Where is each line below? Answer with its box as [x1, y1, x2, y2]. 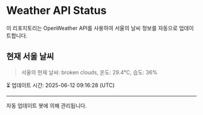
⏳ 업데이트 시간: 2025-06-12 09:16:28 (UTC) [6, 81, 115, 88]
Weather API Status [6, 4, 107, 18]
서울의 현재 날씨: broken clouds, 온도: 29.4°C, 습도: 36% [21, 68, 158, 76]
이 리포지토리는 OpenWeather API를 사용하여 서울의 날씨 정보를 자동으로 [6, 24, 178, 31]
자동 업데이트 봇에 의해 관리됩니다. [6, 102, 87, 109]
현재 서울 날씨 [6, 51, 54, 62]
